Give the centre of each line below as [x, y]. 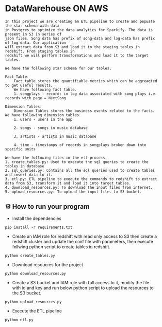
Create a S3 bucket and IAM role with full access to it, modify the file [81, 282]
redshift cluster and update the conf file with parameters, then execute [83, 241]
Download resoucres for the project [48, 264]
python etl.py [19, 320]
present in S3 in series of [33, 34]
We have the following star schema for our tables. [58, 68]
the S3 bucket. [27, 293]
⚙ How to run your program [47, 207]
